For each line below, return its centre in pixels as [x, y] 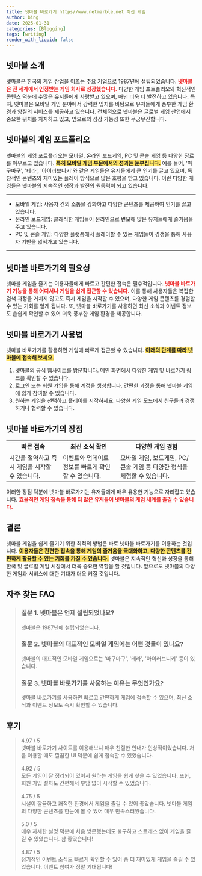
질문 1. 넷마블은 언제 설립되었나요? [68, 613]
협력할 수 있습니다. [53, 408]
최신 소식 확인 [88, 447]
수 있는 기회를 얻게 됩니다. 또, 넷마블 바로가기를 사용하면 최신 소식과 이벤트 [93, 306]
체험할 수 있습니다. [145, 476]
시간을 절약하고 [29, 458]
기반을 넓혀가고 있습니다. [50, 241]
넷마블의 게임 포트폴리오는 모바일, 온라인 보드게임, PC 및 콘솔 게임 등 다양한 [95, 155]
